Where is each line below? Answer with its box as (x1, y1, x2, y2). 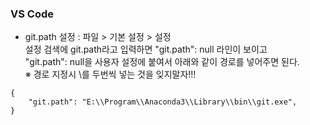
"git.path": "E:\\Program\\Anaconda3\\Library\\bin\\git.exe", (28, 97, 298, 107)
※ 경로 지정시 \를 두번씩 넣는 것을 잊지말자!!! (24, 68, 197, 81)
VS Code (10, 7, 54, 21)
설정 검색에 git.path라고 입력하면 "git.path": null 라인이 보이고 (24, 43, 268, 56)
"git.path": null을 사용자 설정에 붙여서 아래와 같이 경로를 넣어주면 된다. (24, 56, 300, 68)
